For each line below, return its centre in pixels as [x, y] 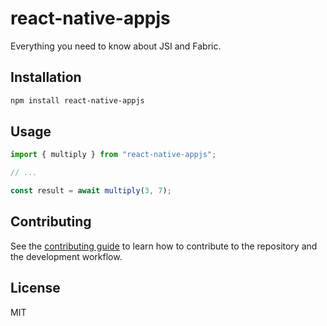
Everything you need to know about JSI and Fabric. [116, 46]
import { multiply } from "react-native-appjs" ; [113, 155]
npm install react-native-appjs [77, 100]
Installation [46, 77]
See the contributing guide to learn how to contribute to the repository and [164, 246]
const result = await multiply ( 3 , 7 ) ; [91, 191]
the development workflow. [66, 256]
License [35, 288]
